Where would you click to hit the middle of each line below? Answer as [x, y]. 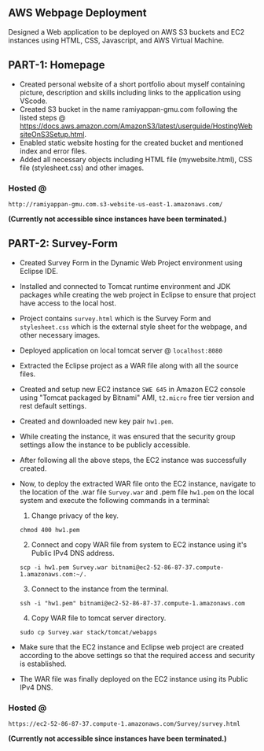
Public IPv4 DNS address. [73, 553]
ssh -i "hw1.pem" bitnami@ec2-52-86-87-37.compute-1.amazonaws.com [132, 603]
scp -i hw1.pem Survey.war [64, 567]
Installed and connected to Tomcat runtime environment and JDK [125, 286]
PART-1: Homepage [57, 65]
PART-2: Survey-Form [63, 244]
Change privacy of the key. [75, 516]
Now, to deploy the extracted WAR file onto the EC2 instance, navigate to [137, 483]
